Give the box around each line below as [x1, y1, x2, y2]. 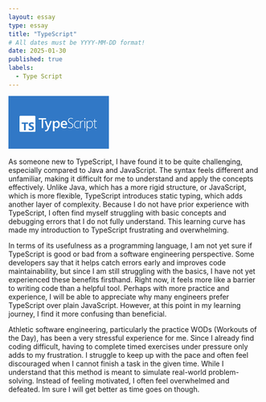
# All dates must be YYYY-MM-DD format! [8, 39, 146, 47]
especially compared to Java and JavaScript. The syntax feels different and [8, 165, 259, 174]
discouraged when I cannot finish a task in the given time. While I [8, 359, 224, 368]
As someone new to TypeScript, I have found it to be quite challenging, [8, 157, 243, 166]
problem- [208, 367, 239, 377]
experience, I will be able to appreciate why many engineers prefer [8, 292, 230, 301]
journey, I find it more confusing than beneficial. [8, 309, 167, 318]
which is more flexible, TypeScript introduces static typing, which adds [8, 191, 243, 200]
